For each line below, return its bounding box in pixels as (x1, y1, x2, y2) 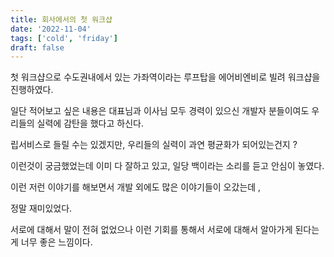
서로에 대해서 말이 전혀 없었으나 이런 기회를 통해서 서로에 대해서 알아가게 (10, 224, 293, 236)
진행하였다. (10, 84, 54, 96)
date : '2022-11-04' (10, 24, 92, 34)
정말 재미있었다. (10, 202, 73, 215)
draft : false (10, 42, 65, 53)
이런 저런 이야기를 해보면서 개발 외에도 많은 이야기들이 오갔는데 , (10, 181, 262, 193)
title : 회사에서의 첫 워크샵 (10, 14, 113, 25)
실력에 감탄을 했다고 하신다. (36, 117, 144, 130)
